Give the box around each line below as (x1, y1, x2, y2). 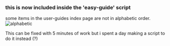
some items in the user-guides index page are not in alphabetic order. (5, 15, 151, 21)
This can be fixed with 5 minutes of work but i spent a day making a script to (5, 30, 165, 36)
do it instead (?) (5, 35, 38, 41)
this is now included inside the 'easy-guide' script (5, 4, 131, 11)
